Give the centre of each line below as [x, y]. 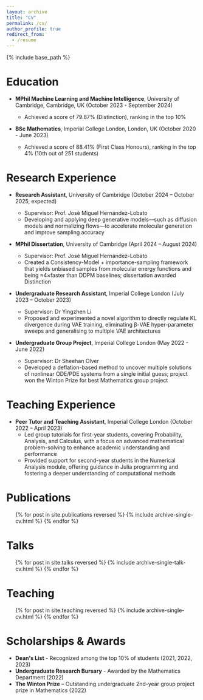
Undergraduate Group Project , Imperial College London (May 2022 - [101, 342]
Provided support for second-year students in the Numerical [100, 460]
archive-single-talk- [161, 562]
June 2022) [29, 349]
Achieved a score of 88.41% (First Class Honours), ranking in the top [110, 147]
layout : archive [27, 12]
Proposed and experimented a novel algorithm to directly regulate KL [110, 318]
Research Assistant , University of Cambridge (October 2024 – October [105, 194]
